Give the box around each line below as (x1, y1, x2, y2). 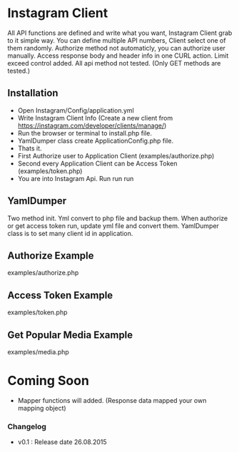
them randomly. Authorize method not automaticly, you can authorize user (7, 43, 226, 52)
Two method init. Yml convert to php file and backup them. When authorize (7, 214, 228, 222)
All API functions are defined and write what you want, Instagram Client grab (7, 29, 233, 37)
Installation (7, 87, 59, 99)
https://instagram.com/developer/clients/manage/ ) (17, 121, 167, 130)
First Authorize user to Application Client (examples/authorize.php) (17, 151, 215, 160)
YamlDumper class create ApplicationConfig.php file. (17, 136, 173, 145)
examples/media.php (7, 348, 69, 356)
